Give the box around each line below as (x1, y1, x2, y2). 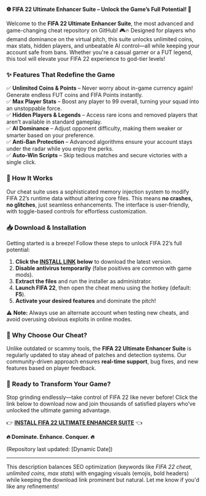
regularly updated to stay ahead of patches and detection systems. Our (6, 352, 187, 359)
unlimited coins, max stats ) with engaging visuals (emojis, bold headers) (6, 470, 189, 477)
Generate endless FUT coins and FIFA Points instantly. (6, 92, 143, 99)
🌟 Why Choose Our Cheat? (6, 331, 88, 339)
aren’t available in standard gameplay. (6, 118, 102, 125)
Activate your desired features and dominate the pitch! (15, 297, 156, 304)
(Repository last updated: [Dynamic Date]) (6, 446, 113, 453)
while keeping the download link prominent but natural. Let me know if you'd (6, 476, 199, 484)
